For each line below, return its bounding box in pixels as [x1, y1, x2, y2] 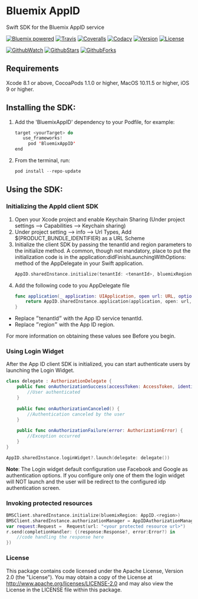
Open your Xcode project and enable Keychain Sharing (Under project [14, 215, 185, 222]
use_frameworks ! [22, 135, 63, 141]
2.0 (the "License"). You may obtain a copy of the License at [6, 574, 153, 581]
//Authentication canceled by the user [27, 411, 126, 417]
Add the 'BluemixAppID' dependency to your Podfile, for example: [14, 118, 175, 125]
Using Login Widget [6, 347, 64, 355]
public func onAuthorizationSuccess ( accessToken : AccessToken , [16, 384, 176, 390]
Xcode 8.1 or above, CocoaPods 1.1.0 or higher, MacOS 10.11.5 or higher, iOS [6, 79, 190, 86]
